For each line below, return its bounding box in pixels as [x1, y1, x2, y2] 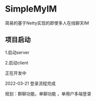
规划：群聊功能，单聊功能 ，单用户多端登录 [5, 91, 91, 97]
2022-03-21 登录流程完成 [5, 80, 56, 86]
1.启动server [5, 50, 30, 55]
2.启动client [5, 60, 29, 66]
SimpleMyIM [5, 3, 57, 15]
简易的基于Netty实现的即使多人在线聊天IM [5, 20, 89, 26]
